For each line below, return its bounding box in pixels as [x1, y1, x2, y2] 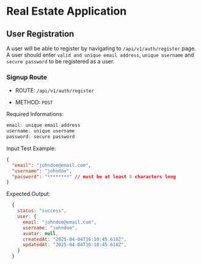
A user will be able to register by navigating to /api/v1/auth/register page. [6, 45, 197, 52]
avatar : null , [22, 230, 59, 236]
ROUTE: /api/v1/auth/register [15, 87, 95, 94]
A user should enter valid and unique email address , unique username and [6, 51, 194, 59]
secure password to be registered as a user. [6, 58, 115, 65]
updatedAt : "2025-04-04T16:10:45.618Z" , [22, 242, 127, 248]
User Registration [6, 29, 74, 39]
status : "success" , [17, 208, 67, 214]
